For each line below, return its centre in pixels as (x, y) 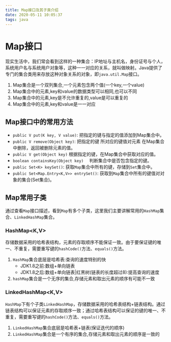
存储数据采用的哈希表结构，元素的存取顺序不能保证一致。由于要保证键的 (81, 242)
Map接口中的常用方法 (39, 122)
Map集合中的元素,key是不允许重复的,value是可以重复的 (70, 98)
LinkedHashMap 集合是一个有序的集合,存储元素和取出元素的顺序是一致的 (86, 334)
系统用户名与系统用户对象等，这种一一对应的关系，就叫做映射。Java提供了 (84, 68)
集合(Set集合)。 (38, 180)
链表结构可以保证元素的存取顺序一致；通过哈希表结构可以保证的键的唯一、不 (85, 310)
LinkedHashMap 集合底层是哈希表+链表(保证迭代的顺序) (68, 328)
